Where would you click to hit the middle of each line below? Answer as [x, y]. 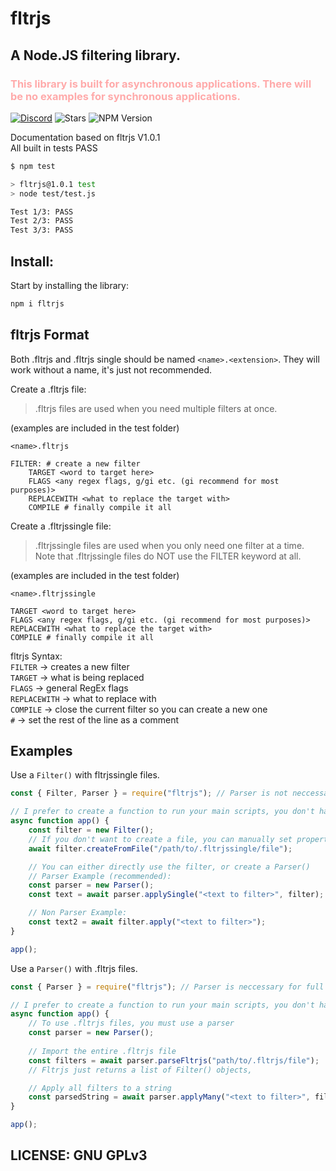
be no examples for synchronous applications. [125, 96]
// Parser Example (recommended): [100, 876]
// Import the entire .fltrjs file [102, 1051]
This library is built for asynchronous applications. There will [161, 84]
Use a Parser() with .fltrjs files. [74, 968]
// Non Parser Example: [78, 913]
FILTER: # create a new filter [75, 463]
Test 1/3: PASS [42, 212]
